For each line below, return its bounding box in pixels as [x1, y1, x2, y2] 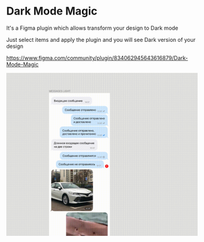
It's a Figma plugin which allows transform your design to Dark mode [6, 24, 178, 32]
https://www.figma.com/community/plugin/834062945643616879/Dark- [6, 54, 188, 61]
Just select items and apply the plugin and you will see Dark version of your [6, 36, 196, 43]
